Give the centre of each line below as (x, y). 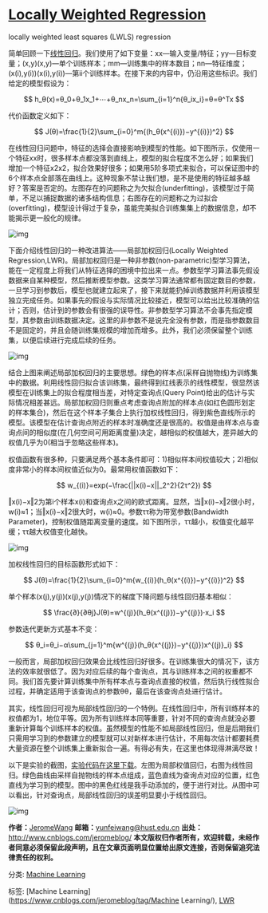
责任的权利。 (36, 857)
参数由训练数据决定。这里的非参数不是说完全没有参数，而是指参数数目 (144, 320)
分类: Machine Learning (47, 874)
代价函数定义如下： (40, 115)
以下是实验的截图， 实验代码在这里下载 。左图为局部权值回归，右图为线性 (127, 765)
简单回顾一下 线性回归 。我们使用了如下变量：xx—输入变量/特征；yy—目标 (129, 53)
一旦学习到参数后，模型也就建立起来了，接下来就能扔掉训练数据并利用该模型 (134, 290)
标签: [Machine (33, 891)
